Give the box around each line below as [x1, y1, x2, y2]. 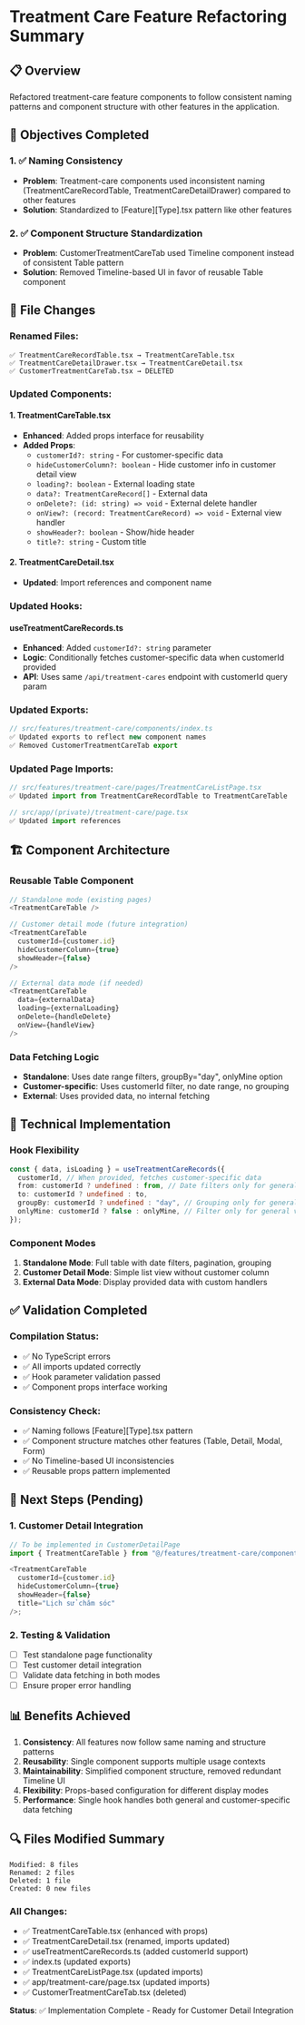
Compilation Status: [9, 1330, 100, 1342]
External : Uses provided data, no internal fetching [22, 1090, 211, 1101]
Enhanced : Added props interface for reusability [22, 429, 204, 441]
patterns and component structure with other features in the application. [9, 102, 280, 112]
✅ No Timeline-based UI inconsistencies [22, 1455, 175, 1467]
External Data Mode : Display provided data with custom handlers [22, 1277, 268, 1288]
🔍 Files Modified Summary [9, 1832, 165, 1847]
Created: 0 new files [9, 1883, 92, 1893]
